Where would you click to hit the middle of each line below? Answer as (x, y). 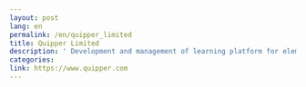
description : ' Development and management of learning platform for (144, 52)
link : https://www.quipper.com (69, 69)
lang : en (26, 26)
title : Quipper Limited (55, 43)
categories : (32, 60)
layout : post (34, 18)
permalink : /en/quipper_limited (71, 34)
